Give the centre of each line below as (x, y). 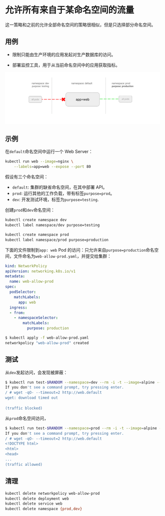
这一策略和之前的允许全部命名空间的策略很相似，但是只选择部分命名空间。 (80, 25)
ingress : (18, 307)
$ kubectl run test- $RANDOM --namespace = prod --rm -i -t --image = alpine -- (84, 428)
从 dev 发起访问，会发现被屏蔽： (36, 372)
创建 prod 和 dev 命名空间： (30, 210)
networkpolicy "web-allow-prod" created (47, 343)
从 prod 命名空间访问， (27, 418)
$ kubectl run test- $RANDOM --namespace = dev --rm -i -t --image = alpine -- (83, 382)
